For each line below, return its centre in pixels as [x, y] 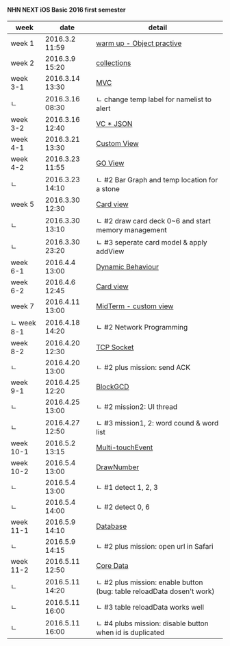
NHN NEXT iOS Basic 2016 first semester [66, 10]
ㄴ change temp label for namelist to [154, 99]
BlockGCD [112, 387]
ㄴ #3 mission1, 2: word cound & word [157, 423]
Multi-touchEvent [124, 447]
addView [110, 251]
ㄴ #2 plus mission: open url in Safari [154, 547]
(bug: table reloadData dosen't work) [155, 591]
